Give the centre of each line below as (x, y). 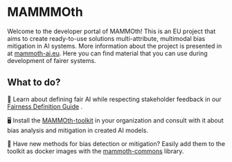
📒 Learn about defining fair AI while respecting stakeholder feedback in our (114, 99)
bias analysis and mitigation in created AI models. (78, 130)
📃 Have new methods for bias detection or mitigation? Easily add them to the (116, 143)
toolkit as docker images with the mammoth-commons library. (96, 151)
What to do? (34, 83)
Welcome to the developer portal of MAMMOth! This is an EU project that (111, 31)
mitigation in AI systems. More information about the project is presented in (115, 46)
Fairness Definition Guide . (45, 106)
